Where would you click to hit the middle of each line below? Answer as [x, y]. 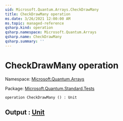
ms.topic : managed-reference [35, 23]
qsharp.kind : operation [29, 28]
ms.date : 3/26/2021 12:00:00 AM [38, 19]
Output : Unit [25, 112]
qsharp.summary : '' [25, 41]
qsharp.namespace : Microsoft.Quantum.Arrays [51, 32]
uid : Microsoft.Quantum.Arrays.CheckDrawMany [52, 10]
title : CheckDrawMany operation [38, 14]
